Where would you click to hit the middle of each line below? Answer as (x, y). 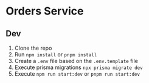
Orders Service (45, 11)
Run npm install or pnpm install (56, 55)
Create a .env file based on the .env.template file (76, 61)
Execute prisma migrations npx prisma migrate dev (79, 67)
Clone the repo (33, 48)
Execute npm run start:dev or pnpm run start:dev (77, 74)
